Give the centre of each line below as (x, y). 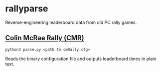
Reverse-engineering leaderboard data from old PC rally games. (71, 22)
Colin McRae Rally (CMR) (45, 38)
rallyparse (27, 9)
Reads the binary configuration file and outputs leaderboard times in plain (81, 59)
